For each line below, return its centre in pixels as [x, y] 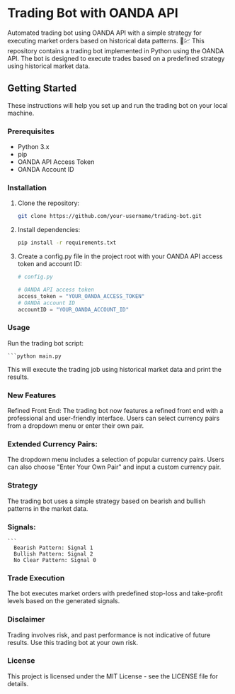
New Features [32, 395]
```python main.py [34, 356]
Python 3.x [33, 147]
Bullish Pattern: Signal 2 [53, 554]
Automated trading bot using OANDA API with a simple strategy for [104, 33]
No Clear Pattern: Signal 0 [55, 560]
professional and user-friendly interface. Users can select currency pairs [114, 418]
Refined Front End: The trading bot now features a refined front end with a [115, 411]
